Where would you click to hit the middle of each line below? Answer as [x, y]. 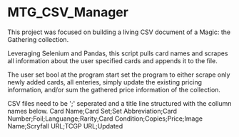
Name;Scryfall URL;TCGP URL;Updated [65, 126]
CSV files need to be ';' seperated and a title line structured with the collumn [119, 103]
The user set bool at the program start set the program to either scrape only [119, 75]
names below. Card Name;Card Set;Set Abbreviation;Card [92, 111]
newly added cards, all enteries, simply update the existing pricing [105, 82]
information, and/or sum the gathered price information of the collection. [114, 89]
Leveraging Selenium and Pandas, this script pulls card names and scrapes [118, 53]
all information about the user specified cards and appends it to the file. [112, 60]
